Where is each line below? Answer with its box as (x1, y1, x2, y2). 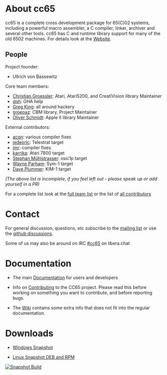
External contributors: (5, 124, 50, 130)
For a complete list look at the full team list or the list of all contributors (5, 191, 151, 197)
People (5, 50, 28, 59)
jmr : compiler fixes (12, 144, 51, 151)
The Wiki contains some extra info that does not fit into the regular (12, 305, 150, 311)
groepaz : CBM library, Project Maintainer (12, 109, 97, 115)
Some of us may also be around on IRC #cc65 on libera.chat (5, 240, 130, 246)
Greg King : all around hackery (12, 104, 74, 110)
